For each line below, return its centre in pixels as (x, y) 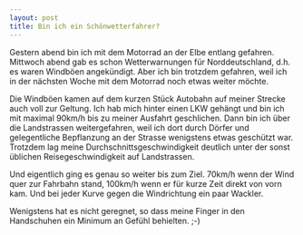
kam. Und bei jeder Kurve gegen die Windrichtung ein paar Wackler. (137, 193)
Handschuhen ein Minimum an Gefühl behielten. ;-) (105, 220)
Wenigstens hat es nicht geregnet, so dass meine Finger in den (127, 211)
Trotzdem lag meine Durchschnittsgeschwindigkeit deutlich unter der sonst (150, 147)
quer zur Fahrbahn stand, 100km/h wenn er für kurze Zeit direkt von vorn (146, 183)
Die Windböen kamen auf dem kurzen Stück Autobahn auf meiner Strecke (147, 98)
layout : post (34, 18)
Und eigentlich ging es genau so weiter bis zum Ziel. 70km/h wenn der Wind (152, 174)
